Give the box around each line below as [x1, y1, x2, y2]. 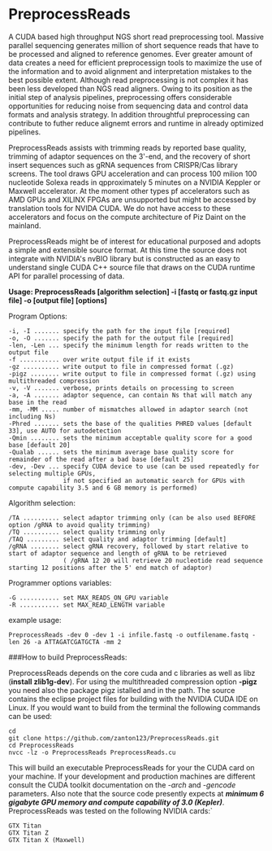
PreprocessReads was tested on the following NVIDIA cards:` [8, 805, 213, 815]
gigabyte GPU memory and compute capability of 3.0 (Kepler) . [8, 797, 225, 807]
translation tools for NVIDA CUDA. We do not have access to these [8, 203, 231, 213]
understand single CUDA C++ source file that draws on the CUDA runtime [8, 262, 256, 272]
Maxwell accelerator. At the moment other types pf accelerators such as [8, 186, 250, 195]
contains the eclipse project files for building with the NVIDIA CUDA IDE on [8, 694, 258, 704]
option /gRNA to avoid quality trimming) [8, 520, 151, 529]
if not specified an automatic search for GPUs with [63, 476, 245, 485]
